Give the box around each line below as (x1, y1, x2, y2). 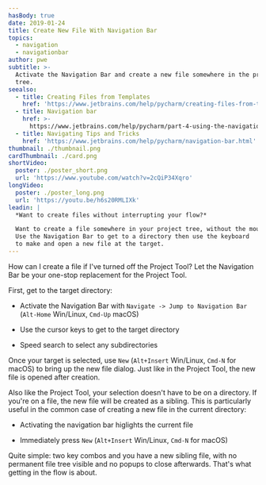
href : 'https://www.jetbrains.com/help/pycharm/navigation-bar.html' (22, 137, 257, 145)
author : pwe (8, 56, 47, 64)
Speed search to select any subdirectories (19, 340, 158, 349)
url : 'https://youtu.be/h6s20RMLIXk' (15, 196, 140, 204)
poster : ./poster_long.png (15, 188, 104, 197)
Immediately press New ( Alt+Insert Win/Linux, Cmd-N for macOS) (19, 435, 228, 445)
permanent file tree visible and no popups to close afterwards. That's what (8, 459, 252, 468)
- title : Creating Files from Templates (15, 93, 150, 101)
